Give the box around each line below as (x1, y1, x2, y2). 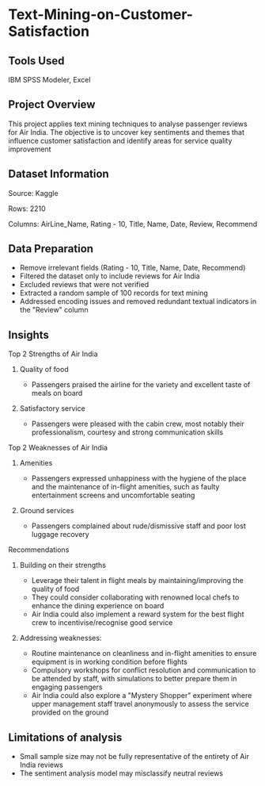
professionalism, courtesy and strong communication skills (31, 428, 224, 437)
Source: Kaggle (8, 188, 59, 197)
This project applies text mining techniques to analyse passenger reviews (8, 119, 248, 128)
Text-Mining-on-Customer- (8, 6, 194, 24)
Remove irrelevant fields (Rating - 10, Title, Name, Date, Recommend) (19, 263, 246, 273)
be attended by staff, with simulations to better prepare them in (31, 674, 237, 684)
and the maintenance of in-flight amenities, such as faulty (31, 482, 220, 492)
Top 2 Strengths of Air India (8, 349, 98, 358)
